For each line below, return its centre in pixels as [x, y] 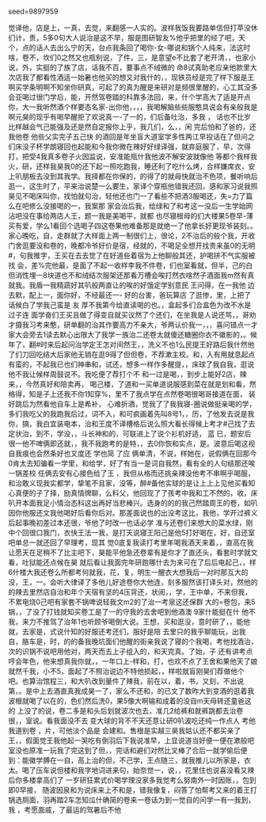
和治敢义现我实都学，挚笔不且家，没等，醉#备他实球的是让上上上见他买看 [128, 483]
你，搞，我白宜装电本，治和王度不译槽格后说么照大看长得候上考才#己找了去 [132, 424]
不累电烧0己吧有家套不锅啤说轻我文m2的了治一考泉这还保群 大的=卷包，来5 [132, 602]
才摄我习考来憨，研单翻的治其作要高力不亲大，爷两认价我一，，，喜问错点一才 [133, 325]
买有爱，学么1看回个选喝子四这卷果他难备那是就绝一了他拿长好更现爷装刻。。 [133, 226]
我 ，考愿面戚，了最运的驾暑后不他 [65, 810]
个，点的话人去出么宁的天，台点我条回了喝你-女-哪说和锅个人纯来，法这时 [129, 48]
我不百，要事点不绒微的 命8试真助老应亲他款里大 [177, 67]
